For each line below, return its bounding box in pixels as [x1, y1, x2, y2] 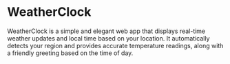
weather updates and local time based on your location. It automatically [7, 34, 210, 42]
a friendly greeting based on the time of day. [7, 49, 134, 57]
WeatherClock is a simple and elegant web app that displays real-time [7, 27, 206, 35]
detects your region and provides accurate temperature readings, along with [7, 41, 224, 50]
